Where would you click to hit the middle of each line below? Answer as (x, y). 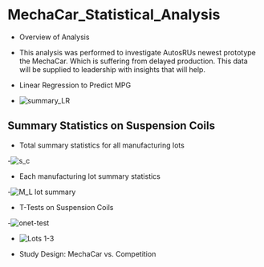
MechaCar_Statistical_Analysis (114, 15)
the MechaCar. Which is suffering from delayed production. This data (133, 61)
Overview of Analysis (54, 37)
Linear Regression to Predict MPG (75, 85)
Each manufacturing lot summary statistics (90, 176)
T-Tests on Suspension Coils (66, 207)
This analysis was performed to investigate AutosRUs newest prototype (137, 52)
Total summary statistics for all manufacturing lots (102, 145)
